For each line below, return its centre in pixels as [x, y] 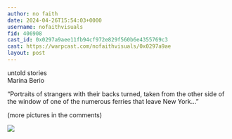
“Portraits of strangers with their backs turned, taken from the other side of [116, 94]
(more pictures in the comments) [55, 115]
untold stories [27, 73]
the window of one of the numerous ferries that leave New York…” [103, 101]
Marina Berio [26, 80]
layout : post [26, 53]
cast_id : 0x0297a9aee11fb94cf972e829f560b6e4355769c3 [88, 40]
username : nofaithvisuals [45, 27]
